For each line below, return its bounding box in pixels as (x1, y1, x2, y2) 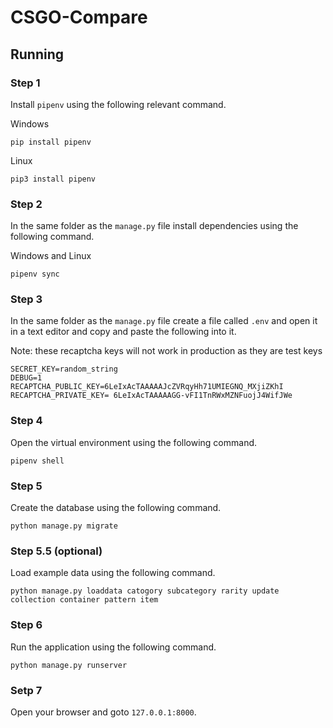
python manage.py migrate (10, 521, 118, 531)
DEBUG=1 (10, 373, 43, 383)
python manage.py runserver (10, 660, 128, 670)
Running (10, 46, 65, 63)
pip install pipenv (10, 137, 92, 147)
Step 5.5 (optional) (10, 544, 103, 558)
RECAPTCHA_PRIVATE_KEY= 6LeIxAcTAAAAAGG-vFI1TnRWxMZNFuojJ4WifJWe (10, 391, 293, 401)
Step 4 (10, 414, 43, 428)
